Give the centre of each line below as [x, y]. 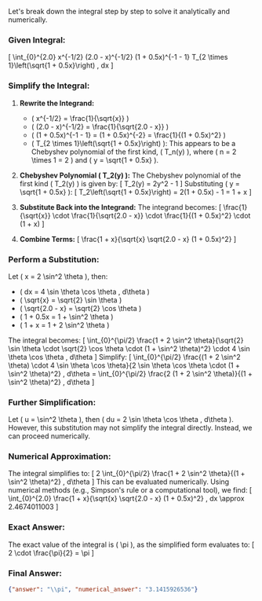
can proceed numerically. [49, 436]
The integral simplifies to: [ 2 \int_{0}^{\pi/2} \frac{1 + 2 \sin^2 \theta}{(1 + [127, 474]
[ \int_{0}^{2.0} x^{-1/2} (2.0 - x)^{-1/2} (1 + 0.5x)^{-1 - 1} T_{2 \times [118, 57]
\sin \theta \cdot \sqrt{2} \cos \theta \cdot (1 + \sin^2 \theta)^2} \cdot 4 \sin [129, 348]
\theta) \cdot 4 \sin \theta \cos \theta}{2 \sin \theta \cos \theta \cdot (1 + [124, 365]
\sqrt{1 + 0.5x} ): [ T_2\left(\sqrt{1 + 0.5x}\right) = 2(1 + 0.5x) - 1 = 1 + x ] [136, 192]
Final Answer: [35, 573]
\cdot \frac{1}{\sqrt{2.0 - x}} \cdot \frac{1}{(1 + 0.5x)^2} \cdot [151, 215]
